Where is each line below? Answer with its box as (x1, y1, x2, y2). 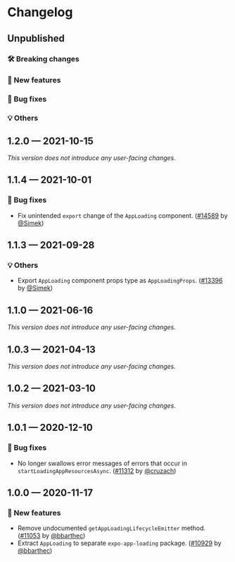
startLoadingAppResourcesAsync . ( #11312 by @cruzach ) (17, 466, 177, 475)
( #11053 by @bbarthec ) (17, 532, 86, 540)
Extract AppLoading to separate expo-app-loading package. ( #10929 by (17, 539, 222, 547)
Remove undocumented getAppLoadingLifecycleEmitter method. (17, 524, 206, 532)
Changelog (7, 4, 73, 20)
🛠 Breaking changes (7, 54, 80, 63)
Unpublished (7, 32, 65, 44)
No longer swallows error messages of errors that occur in (17, 459, 188, 468)
